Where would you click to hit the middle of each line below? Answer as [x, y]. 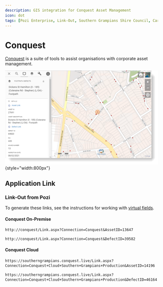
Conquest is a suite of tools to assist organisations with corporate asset [76, 59]
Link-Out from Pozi [28, 197]
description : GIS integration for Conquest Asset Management [68, 10]
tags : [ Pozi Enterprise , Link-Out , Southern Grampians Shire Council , [78, 20]
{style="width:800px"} [28, 168]
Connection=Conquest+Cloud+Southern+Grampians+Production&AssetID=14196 [80, 266]
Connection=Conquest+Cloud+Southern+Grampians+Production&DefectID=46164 [81, 280]
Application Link [30, 183]
